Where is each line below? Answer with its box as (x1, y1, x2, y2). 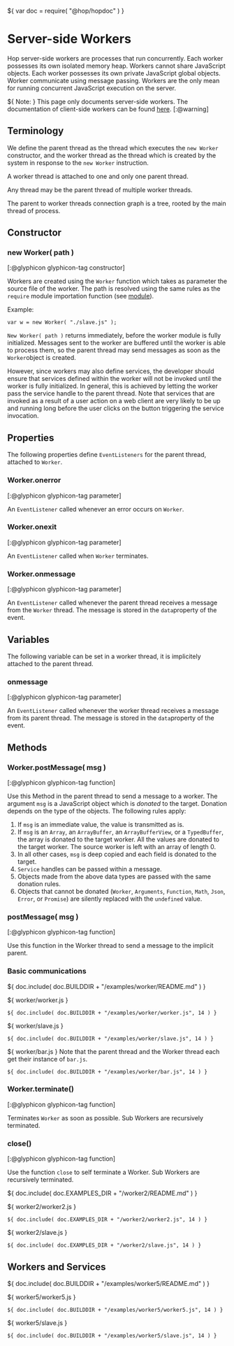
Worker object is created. (7, 354, 77, 362)
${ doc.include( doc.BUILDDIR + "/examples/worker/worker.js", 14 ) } (7, 1009, 217, 1016)
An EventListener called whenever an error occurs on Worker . (7, 505, 184, 513)
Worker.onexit (7, 522, 57, 532)
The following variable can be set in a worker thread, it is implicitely (7, 652, 201, 660)
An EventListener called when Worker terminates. (7, 551, 149, 560)
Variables (7, 633, 50, 646)
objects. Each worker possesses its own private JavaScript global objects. (7, 68, 221, 77)
